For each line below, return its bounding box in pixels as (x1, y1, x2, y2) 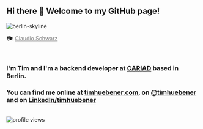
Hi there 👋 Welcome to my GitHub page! (6, 6, 160, 17)
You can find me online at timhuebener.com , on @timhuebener (6, 88, 197, 97)
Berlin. (6, 72, 27, 80)
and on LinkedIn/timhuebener (6, 95, 97, 104)
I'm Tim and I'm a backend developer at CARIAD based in (6, 64, 179, 72)
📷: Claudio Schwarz (6, 34, 58, 42)
